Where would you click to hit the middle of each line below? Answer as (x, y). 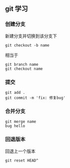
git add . (15, 92)
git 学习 (17, 9)
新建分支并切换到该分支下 (31, 36)
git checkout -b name (27, 45)
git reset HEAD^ (22, 160)
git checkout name (24, 69)
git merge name (21, 122)
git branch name (22, 64)
